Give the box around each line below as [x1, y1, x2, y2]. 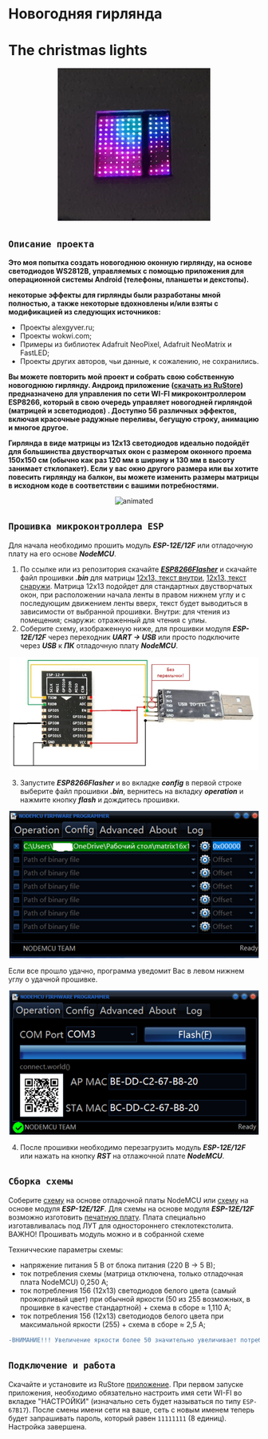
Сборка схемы [8, 1176, 73, 1188]
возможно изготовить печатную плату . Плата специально [8, 1212, 206, 1222]
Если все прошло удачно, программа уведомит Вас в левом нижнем [8, 966, 245, 975]
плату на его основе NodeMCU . [8, 548, 117, 559]
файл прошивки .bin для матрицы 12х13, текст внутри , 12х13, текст [19, 572, 247, 583]
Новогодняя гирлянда [8, 5, 163, 23]
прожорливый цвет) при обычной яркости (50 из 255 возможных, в [19, 1294, 251, 1303]
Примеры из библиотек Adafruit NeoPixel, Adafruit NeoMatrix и [19, 339, 233, 349]
